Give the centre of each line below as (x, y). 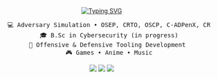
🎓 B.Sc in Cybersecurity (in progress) (109, 35)
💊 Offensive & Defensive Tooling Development (107, 45)
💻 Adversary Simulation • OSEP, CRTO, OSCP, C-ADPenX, (103, 25)
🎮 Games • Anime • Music (109, 52)
